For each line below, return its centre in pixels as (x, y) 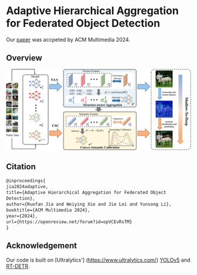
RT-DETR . (18, 266)
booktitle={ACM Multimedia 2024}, (48, 210)
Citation (21, 167)
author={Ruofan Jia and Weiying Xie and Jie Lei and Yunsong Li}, (89, 204)
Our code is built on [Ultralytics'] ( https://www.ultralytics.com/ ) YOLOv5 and (98, 260)
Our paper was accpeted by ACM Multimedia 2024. (68, 39)
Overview (24, 58)
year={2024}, (22, 216)
